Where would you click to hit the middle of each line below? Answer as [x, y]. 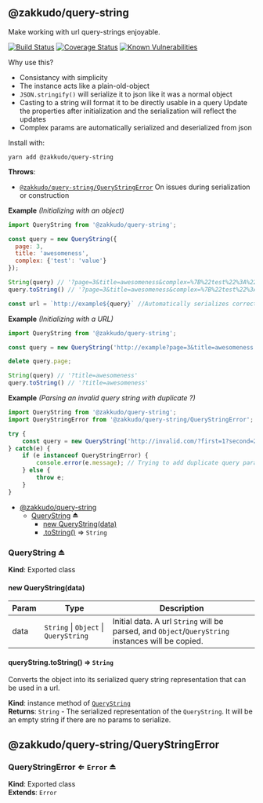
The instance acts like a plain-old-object [85, 86]
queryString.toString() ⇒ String [61, 662]
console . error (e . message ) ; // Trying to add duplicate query [138, 463]
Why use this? [31, 62]
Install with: [27, 142]
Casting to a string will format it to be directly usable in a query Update [133, 102]
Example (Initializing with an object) [66, 210]
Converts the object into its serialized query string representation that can [127, 680]
